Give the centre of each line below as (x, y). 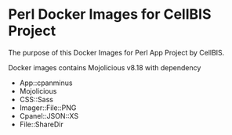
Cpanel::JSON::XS (49, 115)
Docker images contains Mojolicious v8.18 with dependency (105, 67)
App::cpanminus (46, 83)
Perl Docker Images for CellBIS (110, 14)
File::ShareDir (42, 124)
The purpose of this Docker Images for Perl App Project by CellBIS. (116, 52)
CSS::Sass (36, 99)
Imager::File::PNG (48, 108)
